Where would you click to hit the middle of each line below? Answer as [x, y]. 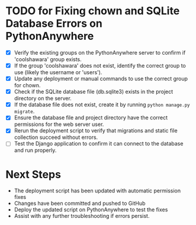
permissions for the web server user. [59, 124]
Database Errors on [54, 23]
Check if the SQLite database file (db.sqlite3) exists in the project [94, 92]
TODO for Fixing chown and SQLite [93, 11]
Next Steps [33, 174]
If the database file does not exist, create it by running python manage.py [102, 104]
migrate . [24, 112]
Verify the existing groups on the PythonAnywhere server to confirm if [100, 52]
